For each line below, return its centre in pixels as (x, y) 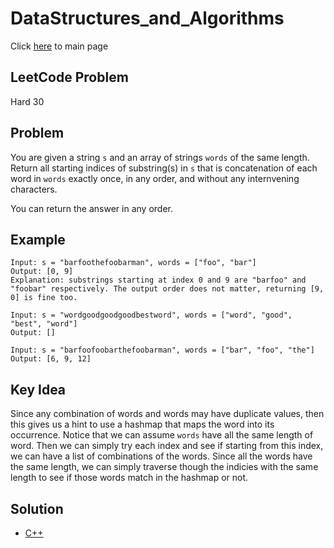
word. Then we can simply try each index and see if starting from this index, (167, 446)
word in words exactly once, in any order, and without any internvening (155, 178)
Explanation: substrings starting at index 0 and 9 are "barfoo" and (158, 280)
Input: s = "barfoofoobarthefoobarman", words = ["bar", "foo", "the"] (162, 350)
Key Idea (38, 389)
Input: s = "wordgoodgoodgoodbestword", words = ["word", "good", (151, 315)
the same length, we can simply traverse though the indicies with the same (164, 467)
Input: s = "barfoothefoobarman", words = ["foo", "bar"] (133, 263)
